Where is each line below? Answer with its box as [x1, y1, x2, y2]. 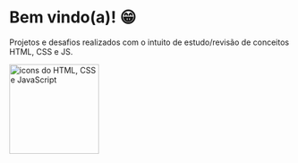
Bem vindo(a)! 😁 [9, 7, 137, 28]
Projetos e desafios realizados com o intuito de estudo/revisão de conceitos [9, 37, 289, 47]
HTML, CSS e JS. [9, 46, 73, 56]
